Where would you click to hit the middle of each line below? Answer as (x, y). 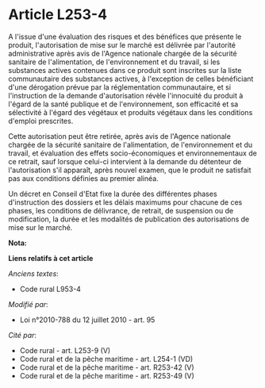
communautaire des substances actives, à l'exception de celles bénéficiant (131, 79)
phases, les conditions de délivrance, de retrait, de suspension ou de (121, 210)
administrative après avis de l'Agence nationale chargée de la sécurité (123, 53)
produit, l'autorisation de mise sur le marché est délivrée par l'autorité (122, 44)
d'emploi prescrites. (41, 121)
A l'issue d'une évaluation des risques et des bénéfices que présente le (125, 36)
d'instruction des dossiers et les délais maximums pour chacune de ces (125, 202)
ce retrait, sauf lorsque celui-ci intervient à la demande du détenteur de (125, 161)
